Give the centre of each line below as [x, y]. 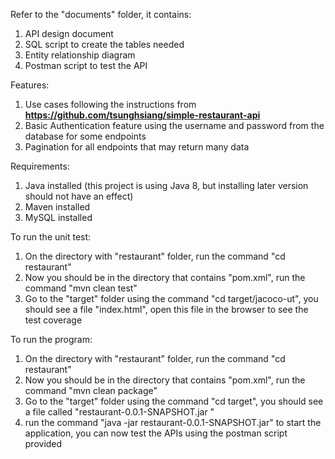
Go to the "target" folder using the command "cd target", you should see [174, 401]
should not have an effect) [79, 196]
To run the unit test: [51, 237]
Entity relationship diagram [80, 55]
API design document [69, 33]
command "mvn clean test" [81, 288]
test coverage [53, 320]
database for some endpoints [85, 136]
